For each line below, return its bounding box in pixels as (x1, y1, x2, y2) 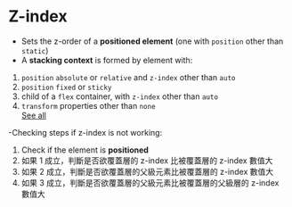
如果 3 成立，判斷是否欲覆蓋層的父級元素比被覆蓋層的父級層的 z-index (20, 177, 280, 188)
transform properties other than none (20, 100, 157, 111)
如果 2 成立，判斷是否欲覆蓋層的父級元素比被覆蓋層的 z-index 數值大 (20, 166, 273, 177)
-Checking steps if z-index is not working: (8, 127, 163, 137)
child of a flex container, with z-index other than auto (20, 91, 219, 102)
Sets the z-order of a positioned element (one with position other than (20, 36, 284, 46)
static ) (20, 45, 49, 55)
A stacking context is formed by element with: (20, 54, 193, 65)
